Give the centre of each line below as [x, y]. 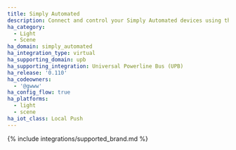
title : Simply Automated [44, 14]
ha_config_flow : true [39, 92]
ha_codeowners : [29, 79]
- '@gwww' [28, 86]
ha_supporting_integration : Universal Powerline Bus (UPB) [96, 66]
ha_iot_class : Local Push [45, 118]
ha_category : [26, 27]
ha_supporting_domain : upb [47, 60]
